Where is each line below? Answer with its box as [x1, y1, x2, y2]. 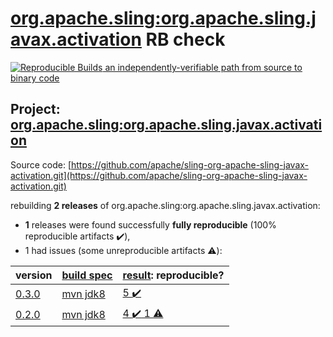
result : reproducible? [122, 268, 225, 282]
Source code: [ [10, 158, 72, 171]
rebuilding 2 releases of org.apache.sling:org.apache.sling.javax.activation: [10, 199, 321, 211]
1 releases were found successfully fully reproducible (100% [24, 218, 277, 231]
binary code [10, 72, 60, 84]
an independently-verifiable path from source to [104, 61, 303, 73]
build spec [61, 268, 113, 282]
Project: [10, 101, 61, 118]
